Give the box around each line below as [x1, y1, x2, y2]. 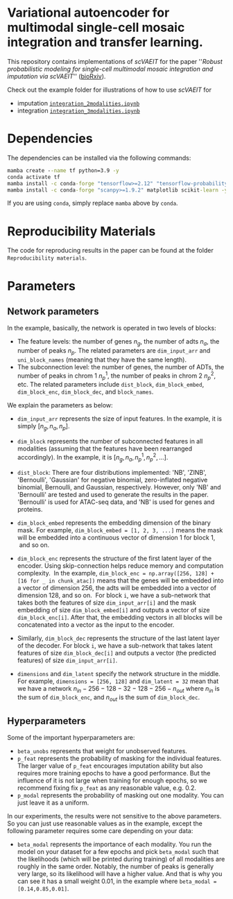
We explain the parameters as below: [7, 401, 113, 410]
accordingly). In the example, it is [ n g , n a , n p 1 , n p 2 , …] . [17, 452, 169, 463]
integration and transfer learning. [7, 35, 203, 50]
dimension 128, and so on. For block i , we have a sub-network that [17, 591, 211, 599]
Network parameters [7, 305, 99, 317]
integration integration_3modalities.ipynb [17, 106, 140, 115]
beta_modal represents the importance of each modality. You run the [17, 840, 212, 848]
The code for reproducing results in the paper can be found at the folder [7, 246, 214, 255]
